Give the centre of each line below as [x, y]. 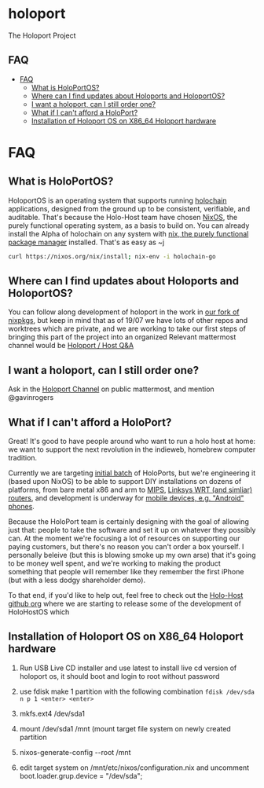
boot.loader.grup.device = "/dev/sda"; [81, 775]
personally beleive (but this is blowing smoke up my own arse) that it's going [132, 555]
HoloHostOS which [39, 612]
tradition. [23, 458]
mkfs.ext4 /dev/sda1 [52, 713]
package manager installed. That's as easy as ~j [86, 242]
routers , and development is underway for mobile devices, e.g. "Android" [126, 498]
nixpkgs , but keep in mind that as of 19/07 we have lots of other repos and [128, 321]
